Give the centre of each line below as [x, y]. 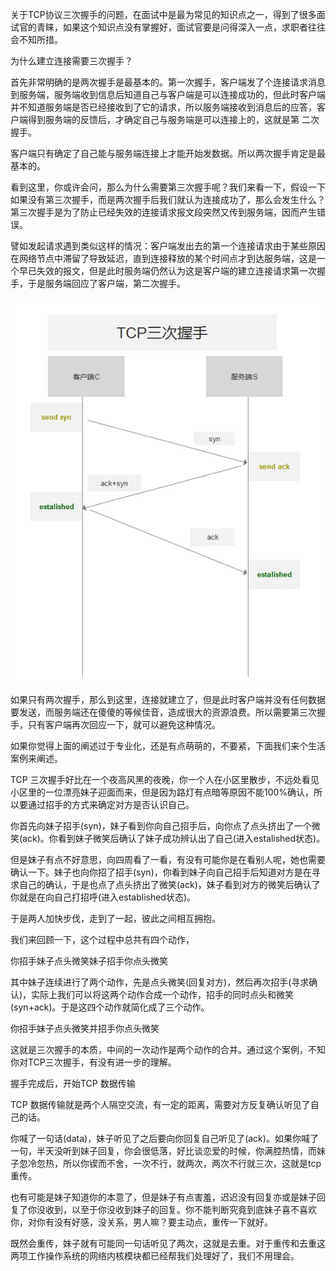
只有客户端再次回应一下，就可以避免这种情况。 [124, 725]
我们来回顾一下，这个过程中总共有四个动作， [102, 940]
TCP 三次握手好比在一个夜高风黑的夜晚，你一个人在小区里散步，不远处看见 [165, 780]
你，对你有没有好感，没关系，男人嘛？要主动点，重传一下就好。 [141, 1222]
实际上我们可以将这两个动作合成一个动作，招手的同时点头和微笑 [163, 995]
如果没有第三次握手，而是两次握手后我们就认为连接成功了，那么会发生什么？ [168, 199]
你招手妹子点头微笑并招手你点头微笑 [85, 1029]
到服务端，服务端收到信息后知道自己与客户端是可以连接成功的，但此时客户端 [168, 94]
